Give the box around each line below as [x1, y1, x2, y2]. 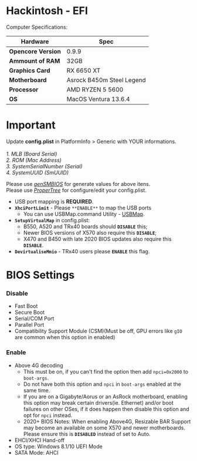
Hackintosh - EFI [6, 4, 88, 18]
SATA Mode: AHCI [14, 449, 59, 456]
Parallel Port [14, 321, 45, 328]
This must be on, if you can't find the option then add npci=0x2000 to [23, 368, 189, 375]
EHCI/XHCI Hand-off [14, 436, 65, 443]
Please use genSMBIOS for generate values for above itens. [6, 180, 151, 187]
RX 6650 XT [66, 66, 101, 74]
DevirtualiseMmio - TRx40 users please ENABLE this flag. [14, 248, 150, 255]
